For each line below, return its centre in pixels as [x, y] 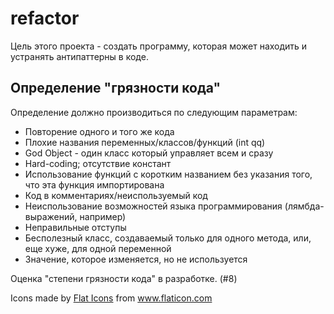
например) [103, 216]
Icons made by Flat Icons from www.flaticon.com [111, 298]
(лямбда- [304, 206]
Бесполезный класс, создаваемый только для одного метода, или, [168, 238]
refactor [45, 18]
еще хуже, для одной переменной [98, 248]
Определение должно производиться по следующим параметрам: [154, 112]
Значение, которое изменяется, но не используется [136, 259]
